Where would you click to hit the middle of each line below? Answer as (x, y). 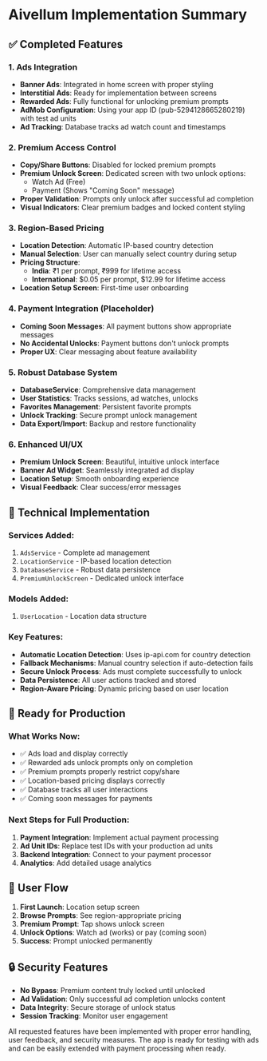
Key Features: (36, 637)
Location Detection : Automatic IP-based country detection (116, 245)
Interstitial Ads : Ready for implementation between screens (118, 93)
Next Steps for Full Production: (69, 820)
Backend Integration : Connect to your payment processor (116, 854)
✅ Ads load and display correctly (74, 754)
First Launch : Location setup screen (80, 907)
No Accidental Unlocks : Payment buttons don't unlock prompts (124, 343)
